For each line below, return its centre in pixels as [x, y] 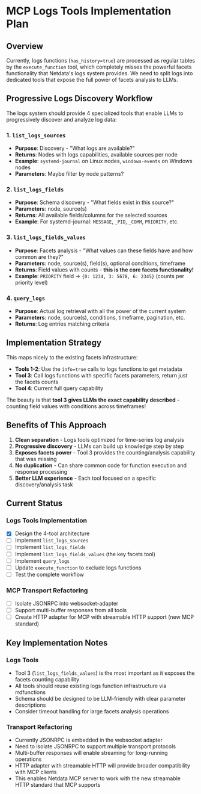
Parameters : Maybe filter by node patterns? [69, 174]
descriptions [30, 705]
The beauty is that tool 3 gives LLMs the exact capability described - [93, 400]
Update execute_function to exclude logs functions [78, 568]
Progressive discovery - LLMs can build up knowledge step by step [99, 446]
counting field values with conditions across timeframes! [76, 406]
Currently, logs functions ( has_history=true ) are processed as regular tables [101, 60]
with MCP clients [36, 772]
